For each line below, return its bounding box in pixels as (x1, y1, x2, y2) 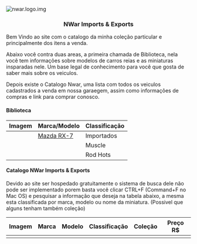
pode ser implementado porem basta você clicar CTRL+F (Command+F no (6, 186, 186, 193)
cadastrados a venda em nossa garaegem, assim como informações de (6, 87, 179, 94)
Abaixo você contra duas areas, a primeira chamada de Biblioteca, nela (6, 51, 178, 58)
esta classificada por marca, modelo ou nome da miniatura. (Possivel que (6, 198, 184, 205)
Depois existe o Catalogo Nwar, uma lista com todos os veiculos (6, 81, 161, 88)
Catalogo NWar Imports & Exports (6, 167, 90, 174)
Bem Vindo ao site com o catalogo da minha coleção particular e (6, 33, 162, 40)
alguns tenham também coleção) (6, 205, 86, 212)
